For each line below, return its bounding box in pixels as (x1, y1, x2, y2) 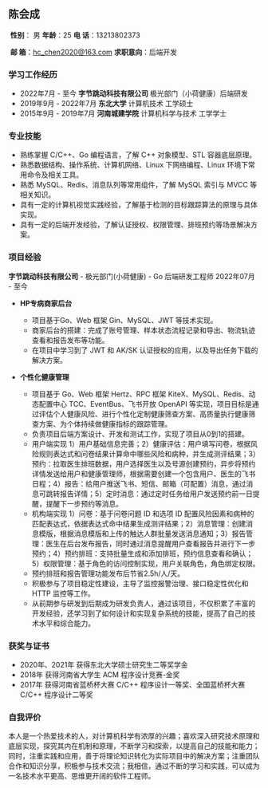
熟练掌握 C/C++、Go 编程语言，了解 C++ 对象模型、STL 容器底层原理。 (19, 150, 257, 160)
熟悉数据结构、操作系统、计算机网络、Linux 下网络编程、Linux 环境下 (19, 160, 249, 170)
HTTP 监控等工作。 (31, 589, 95, 598)
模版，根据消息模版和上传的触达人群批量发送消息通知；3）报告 (38, 529, 246, 538)
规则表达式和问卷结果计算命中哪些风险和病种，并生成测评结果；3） (38, 449, 257, 459)
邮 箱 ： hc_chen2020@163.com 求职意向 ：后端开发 (10, 47, 178, 57)
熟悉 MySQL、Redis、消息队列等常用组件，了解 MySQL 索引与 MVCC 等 (19, 180, 258, 190)
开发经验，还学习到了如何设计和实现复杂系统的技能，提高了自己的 (31, 609, 249, 618)
